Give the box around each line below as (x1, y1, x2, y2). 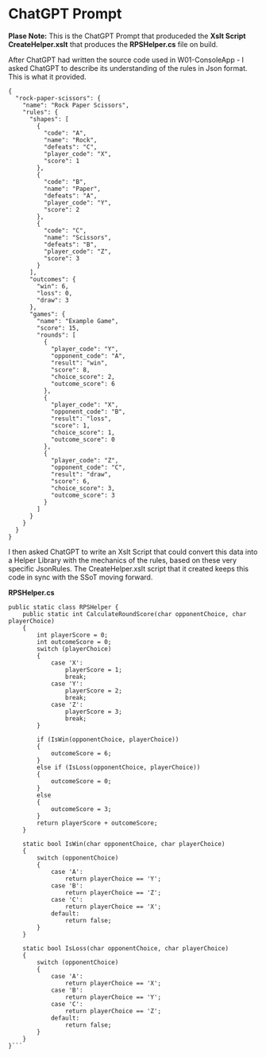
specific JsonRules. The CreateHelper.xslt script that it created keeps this (8, 564, 249, 573)
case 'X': (50, 658, 83, 667)
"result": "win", (50, 359, 109, 367)
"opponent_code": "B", (50, 408, 126, 415)
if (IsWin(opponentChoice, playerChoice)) (37, 735, 179, 743)
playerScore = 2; (64, 686, 123, 695)
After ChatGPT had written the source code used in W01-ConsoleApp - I (8, 55, 245, 64)
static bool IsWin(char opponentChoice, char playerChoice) (22, 840, 226, 848)
